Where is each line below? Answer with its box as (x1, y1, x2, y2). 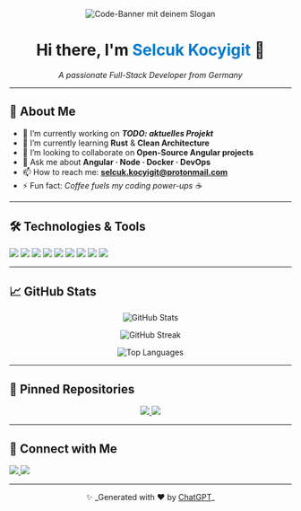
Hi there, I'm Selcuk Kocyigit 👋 (35, 40, 266, 60)
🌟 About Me (9, 104, 76, 119)
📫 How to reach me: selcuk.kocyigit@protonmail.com (21, 166, 228, 177)
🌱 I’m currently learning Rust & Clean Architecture (21, 137, 211, 148)
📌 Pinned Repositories (9, 382, 135, 397)
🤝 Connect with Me (9, 441, 118, 456)
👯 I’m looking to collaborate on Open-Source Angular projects (21, 146, 254, 157)
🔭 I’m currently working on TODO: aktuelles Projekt (21, 128, 213, 138)
